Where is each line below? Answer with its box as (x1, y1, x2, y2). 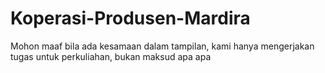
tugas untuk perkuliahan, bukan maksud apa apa (10, 50, 212, 62)
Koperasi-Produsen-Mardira (10, 7, 251, 30)
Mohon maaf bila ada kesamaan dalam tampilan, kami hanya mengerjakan (10, 40, 315, 52)
